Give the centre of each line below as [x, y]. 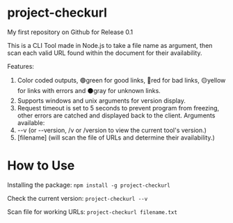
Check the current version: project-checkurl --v [78, 198]
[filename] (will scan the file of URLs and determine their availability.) [116, 138]
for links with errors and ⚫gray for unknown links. [89, 90]
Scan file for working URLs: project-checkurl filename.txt [92, 212]
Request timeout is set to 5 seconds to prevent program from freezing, [118, 108]
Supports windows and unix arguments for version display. [101, 100]
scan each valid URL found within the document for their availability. [105, 53]
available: [31, 122]
